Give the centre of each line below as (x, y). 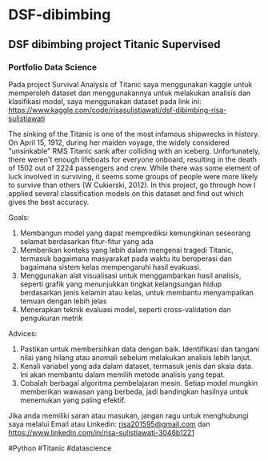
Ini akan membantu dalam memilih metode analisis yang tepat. (122, 375)
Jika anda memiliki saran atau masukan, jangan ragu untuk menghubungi (129, 415)
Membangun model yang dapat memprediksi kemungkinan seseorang (135, 233)
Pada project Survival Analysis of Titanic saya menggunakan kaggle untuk (130, 84)
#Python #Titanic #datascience (60, 448)
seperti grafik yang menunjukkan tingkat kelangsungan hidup (121, 284)
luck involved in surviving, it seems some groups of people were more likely (133, 176)
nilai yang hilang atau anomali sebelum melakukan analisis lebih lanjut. (136, 357)
